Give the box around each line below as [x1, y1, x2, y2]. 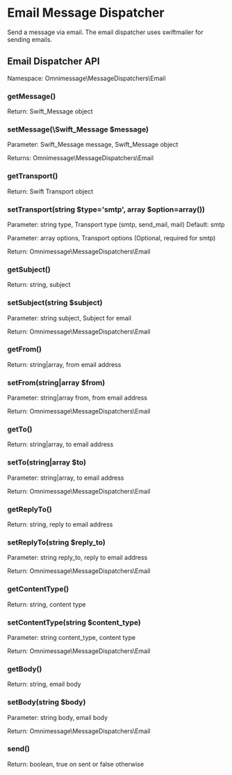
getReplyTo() [7, 504, 52, 514]
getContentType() [7, 584, 69, 594]
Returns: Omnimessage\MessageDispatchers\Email [7, 154, 154, 162]
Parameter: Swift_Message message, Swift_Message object [7, 141, 179, 149]
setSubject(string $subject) [7, 298, 103, 308]
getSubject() [7, 265, 51, 274]
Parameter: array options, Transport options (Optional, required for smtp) [7, 233, 216, 242]
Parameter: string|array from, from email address [7, 393, 148, 402]
